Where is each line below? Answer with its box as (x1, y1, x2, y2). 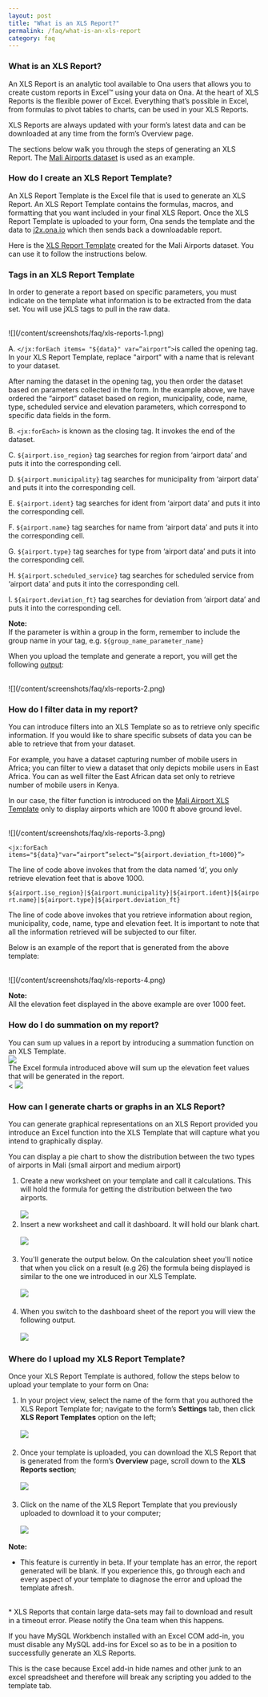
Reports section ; (19, 1465, 77, 1475)
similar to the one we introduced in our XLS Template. (19, 1272, 198, 1281)
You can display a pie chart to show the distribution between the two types (8, 1152, 255, 1162)
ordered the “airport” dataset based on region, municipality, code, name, (8, 394, 248, 404)
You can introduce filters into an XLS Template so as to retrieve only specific (8, 722, 260, 732)
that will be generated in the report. (8, 1071, 125, 1081)
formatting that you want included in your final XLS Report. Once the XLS (8, 208, 250, 217)
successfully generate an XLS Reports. (8, 1648, 137, 1658)
